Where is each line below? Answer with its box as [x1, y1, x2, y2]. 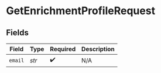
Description [81, 45, 115, 53]
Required [49, 45, 76, 53]
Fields [6, 28, 29, 38]
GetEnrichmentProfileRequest [6, 4, 156, 18]
